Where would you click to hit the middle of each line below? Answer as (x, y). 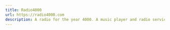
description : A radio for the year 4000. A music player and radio (78, 19)
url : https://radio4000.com (35, 15)
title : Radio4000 (24, 10)
